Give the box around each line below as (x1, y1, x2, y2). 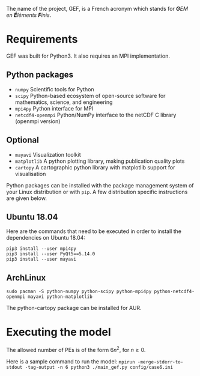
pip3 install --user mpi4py (6, 246, 77, 252)
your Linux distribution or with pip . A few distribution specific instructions (6, 188, 188, 195)
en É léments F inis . (6, 11, 52, 19)
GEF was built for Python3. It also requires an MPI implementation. (6, 52, 170, 59)
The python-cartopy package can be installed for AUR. (6, 305, 142, 312)
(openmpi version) (14, 117, 61, 125)
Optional (6, 135, 39, 145)
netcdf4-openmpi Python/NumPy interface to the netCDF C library (14, 111, 177, 118)
